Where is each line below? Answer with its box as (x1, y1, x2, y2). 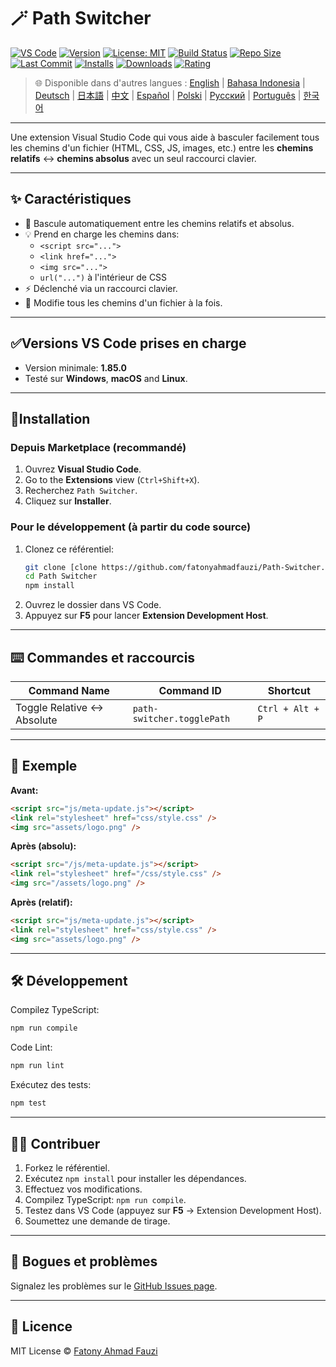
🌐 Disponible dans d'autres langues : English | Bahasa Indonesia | (34, 76, 306, 89)
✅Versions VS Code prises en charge (10, 335, 247, 352)
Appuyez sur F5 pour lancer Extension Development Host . (24, 610, 269, 622)
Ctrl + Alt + (257, 703, 320, 714)
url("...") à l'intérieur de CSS (39, 271, 168, 283)
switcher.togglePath (132, 713, 231, 724)
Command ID (158, 683, 222, 697)
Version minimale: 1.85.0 (24, 361, 128, 374)
